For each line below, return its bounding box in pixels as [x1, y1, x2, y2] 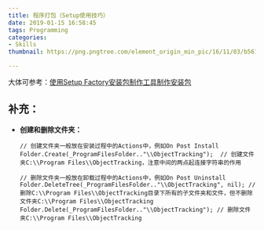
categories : [8, 33, 47, 42]
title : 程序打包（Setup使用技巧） [8, 11, 109, 20]
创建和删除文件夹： [19, 125, 82, 134]
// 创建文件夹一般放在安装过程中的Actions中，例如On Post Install [19, 142, 219, 150]
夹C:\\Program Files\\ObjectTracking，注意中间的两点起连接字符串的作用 [19, 159, 242, 166]
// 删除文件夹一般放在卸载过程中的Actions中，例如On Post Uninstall [19, 173, 226, 181]
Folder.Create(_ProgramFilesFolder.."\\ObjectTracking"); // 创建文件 [19, 150, 255, 158]
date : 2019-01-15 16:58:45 [8, 19, 97, 27]
